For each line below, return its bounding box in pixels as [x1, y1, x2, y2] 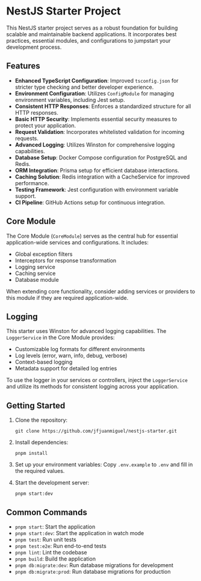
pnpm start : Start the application [14, 523, 96, 530]
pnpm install [14, 451, 48, 457]
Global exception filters [14, 250, 73, 258]
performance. [14, 179, 49, 186]
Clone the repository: [14, 416, 68, 424]
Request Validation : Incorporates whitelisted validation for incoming [14, 128, 185, 135]
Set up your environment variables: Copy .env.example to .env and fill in [14, 461, 193, 468]
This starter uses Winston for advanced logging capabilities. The [6, 328, 167, 335]
